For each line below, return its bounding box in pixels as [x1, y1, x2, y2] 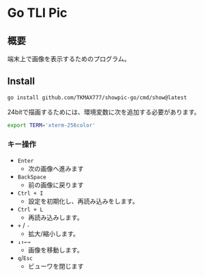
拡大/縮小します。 [27, 229, 79, 238]
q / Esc [17, 253, 33, 262]
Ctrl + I [17, 190, 44, 197]
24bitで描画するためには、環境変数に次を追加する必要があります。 [7, 108, 200, 116]
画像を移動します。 [27, 245, 84, 254]
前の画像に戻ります [27, 181, 84, 189]
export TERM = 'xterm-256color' [7, 122, 96, 129]
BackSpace [17, 174, 47, 181]
